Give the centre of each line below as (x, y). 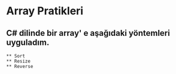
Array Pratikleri (45, 11)
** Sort (16, 56)
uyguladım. (28, 42)
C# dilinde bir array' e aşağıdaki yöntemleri (88, 33)
